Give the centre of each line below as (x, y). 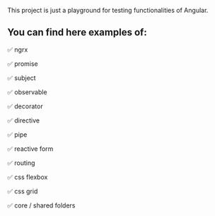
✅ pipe (17, 135)
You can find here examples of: (77, 32)
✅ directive (24, 120)
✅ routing (21, 163)
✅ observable (27, 92)
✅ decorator (25, 106)
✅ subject (22, 78)
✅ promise (23, 64)
